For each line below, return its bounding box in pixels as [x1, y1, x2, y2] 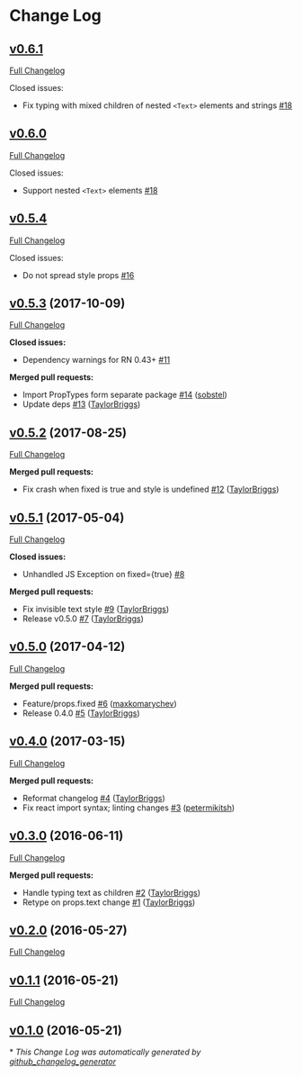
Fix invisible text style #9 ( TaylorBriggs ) [22, 604, 170, 615]
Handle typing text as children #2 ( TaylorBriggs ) [22, 887, 200, 898]
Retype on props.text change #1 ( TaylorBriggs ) [22, 897, 196, 908]
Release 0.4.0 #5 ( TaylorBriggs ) [22, 708, 141, 719]
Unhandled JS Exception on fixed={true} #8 [22, 569, 185, 580]
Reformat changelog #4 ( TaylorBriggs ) [22, 792, 166, 803]
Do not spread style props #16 [22, 269, 135, 280]
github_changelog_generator [9, 1055, 117, 1067]
